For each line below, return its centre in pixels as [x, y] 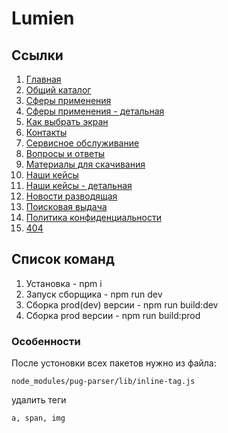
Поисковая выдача [66, 206]
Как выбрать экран [67, 121]
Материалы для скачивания [85, 164]
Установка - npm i [64, 283]
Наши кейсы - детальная [79, 185]
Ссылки [37, 55]
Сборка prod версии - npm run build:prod [113, 315]
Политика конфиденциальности [93, 217]
